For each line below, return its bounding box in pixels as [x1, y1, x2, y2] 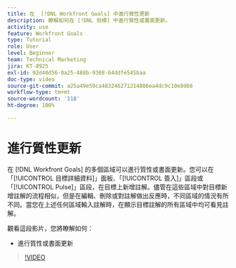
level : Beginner [7, 50, 55, 57]
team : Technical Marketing [7, 56, 86, 63]
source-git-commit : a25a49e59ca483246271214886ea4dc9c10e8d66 [7, 82, 193, 89]
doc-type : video [7, 75, 55, 83]
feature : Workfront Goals [7, 30, 83, 37]
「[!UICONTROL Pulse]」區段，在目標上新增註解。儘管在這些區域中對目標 [7, 182, 221, 191]
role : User [7, 43, 39, 50]
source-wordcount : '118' [7, 96, 80, 103]
